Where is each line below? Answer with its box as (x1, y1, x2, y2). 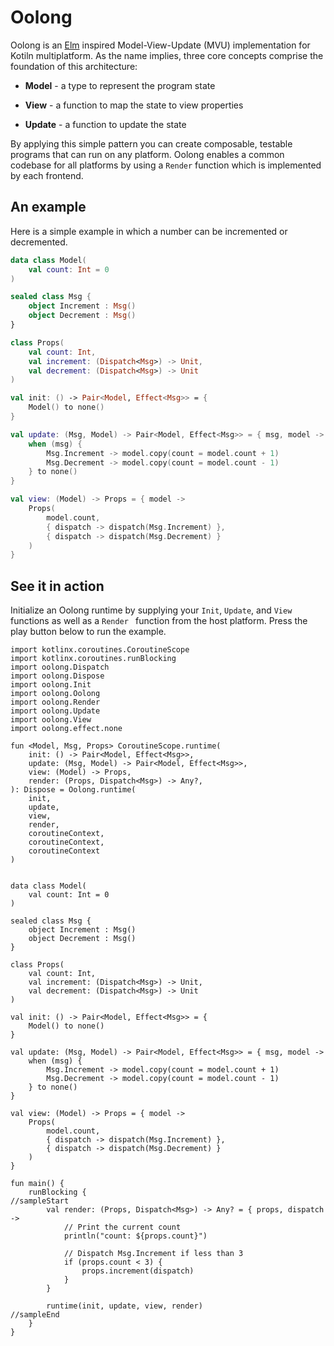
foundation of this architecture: (10, 60, 138, 72)
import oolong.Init (10, 680, 92, 690)
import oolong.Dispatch (10, 662, 110, 673)
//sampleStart (10, 1196, 70, 1206)
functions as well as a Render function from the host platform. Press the (10, 615, 308, 627)
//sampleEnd (10, 1310, 60, 1320)
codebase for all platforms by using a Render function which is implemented (10, 159, 322, 171)
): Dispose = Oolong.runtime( (10, 785, 137, 795)
